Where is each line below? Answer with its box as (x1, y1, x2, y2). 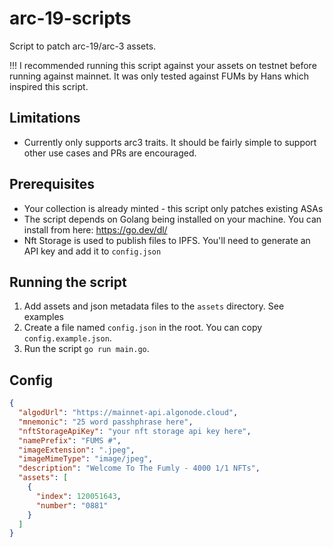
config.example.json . (23, 332, 112, 344)
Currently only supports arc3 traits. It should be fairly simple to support (23, 136, 317, 148)
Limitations (9, 110, 81, 127)
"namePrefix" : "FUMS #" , (18, 435, 122, 446)
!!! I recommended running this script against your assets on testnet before (9, 59, 317, 71)
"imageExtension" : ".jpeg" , (18, 445, 136, 455)
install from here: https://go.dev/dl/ (23, 223, 168, 236)
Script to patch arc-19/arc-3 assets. (9, 40, 157, 52)
